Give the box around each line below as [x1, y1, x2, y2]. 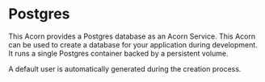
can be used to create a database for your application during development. [8, 39, 259, 49]
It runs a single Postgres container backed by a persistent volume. [8, 48, 229, 58]
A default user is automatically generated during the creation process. [8, 64, 242, 73]
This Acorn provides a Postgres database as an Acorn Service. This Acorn [8, 31, 256, 41]
